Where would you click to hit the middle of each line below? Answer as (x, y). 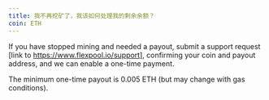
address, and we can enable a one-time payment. (91, 63)
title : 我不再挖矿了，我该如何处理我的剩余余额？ (82, 16)
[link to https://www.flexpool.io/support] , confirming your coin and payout (132, 55)
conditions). (28, 87)
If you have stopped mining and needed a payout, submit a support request (134, 46)
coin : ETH (25, 23)
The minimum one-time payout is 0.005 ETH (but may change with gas (127, 79)
